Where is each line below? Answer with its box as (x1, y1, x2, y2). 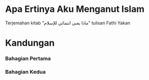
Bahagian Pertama (5, 55, 51, 62)
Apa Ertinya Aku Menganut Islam (5, 3, 144, 15)
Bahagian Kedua (5, 68, 46, 75)
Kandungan (5, 37, 55, 49)
